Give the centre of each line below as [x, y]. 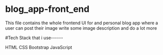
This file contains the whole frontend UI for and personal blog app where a [82, 23]
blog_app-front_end [47, 9]
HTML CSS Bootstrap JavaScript [39, 47]
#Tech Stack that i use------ [34, 38]
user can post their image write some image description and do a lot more [81, 28]
